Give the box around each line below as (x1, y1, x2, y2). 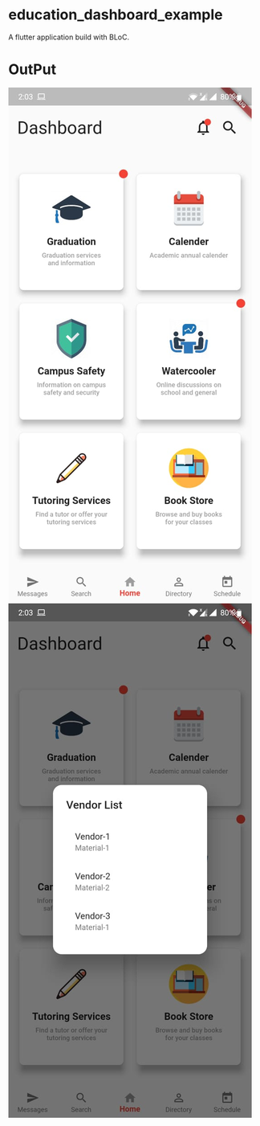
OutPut (8, 60, 57, 79)
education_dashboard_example (8, 6, 223, 24)
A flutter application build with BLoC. (8, 32, 130, 42)
